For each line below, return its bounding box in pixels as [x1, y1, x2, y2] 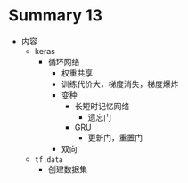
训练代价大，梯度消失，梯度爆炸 [61, 78, 179, 89]
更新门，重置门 [87, 132, 143, 143]
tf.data [34, 155, 63, 164]
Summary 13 [8, 5, 103, 26]
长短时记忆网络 [74, 100, 130, 111]
